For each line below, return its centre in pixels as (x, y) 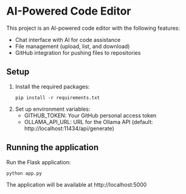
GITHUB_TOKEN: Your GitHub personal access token (90, 115)
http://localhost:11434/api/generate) (69, 128)
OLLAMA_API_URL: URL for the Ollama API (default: (88, 122)
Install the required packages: (52, 86)
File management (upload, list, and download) (72, 46)
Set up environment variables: (53, 109)
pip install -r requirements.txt (57, 98)
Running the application (53, 147)
